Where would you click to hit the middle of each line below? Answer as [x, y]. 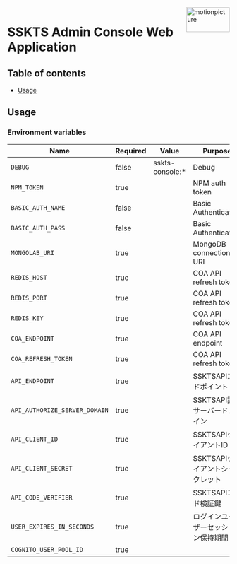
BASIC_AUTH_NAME [38, 207]
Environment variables [47, 132]
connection [212, 252]
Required [131, 151]
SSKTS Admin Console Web [91, 32]
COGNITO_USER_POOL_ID [47, 550]
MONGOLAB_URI [33, 253]
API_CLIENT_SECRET [42, 468]
